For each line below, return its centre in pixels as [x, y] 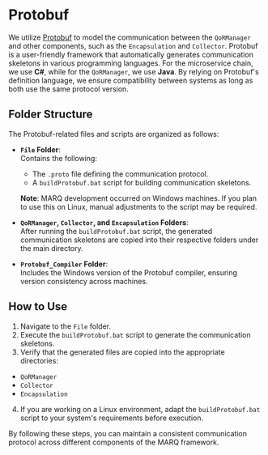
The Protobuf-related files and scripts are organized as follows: [114, 134]
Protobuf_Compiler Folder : [64, 264]
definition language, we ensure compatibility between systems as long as [131, 80]
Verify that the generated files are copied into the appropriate [122, 352]
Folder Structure [51, 115]
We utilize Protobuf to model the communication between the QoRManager [130, 37]
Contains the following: [58, 158]
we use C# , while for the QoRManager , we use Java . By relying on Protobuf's [134, 71]
